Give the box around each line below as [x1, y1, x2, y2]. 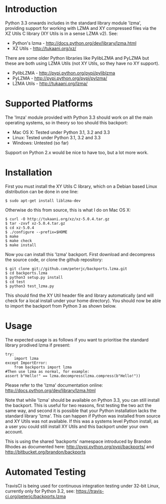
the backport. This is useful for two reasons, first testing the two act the [5, 402, 152, 408]
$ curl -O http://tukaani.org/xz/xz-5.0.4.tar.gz [5, 216, 110, 222]
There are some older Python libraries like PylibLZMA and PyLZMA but [5, 55, 150, 61]
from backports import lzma [14, 364, 72, 370]
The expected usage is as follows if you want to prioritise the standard [5, 336, 149, 342]
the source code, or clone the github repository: [5, 256, 103, 262]
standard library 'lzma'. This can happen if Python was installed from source [5, 413, 161, 419]
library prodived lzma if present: [5, 342, 70, 348]
